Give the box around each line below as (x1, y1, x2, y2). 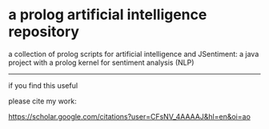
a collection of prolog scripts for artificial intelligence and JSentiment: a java (8, 49, 259, 58)
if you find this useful (8, 80, 78, 90)
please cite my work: (8, 96, 78, 106)
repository (8, 22, 80, 41)
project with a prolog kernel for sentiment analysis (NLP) (8, 58, 195, 67)
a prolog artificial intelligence (8, 6, 207, 24)
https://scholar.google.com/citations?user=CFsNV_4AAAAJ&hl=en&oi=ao (8, 111, 251, 121)
